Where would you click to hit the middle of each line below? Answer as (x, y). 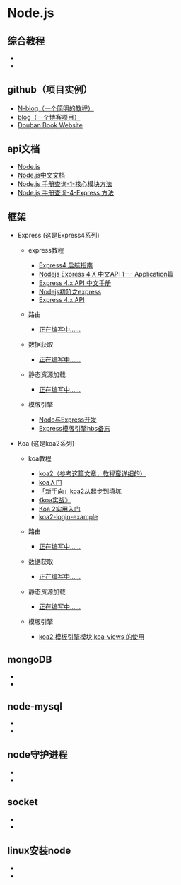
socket (23, 802)
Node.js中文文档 (41, 175)
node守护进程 (37, 755)
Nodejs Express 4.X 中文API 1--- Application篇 (106, 274)
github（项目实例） (50, 90)
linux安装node (39, 851)
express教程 (46, 250)
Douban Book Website (50, 125)
